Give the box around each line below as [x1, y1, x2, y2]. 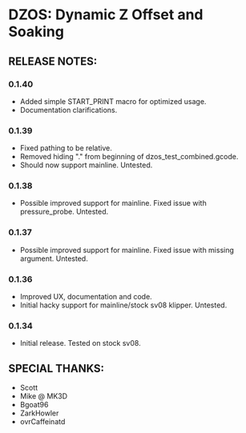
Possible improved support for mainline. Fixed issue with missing [19, 245, 235, 255]
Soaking [8, 22, 64, 41]
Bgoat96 [19, 400, 49, 410]
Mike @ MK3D [19, 391, 68, 401]
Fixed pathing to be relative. [19, 143, 112, 153]
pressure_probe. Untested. [19, 206, 109, 217]
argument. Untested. [19, 254, 88, 263]
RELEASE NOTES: [8, 54, 98, 68]
